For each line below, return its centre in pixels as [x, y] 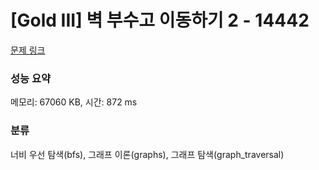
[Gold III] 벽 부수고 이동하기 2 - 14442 [160, 20]
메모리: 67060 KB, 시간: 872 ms [74, 102]
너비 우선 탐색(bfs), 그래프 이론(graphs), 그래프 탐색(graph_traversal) [147, 154]
